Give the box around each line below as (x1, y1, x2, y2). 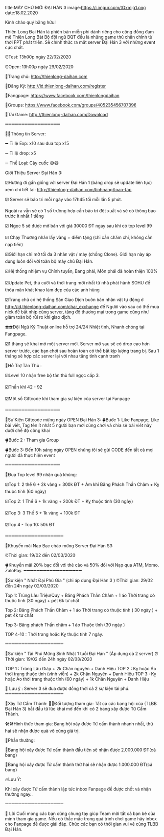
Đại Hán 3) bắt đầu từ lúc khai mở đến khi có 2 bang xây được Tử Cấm (5, 706, 147, 711)
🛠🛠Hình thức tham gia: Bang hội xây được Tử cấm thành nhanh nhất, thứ (5, 721, 153, 727)
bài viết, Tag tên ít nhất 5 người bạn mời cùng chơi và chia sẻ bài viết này (5, 422, 152, 428)
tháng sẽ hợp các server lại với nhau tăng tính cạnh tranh (5, 353, 120, 359)
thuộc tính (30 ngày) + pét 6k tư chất (5, 598, 80, 603)
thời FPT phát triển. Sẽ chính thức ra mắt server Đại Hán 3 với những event (5, 39, 156, 45)
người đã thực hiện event (5, 453, 55, 458)
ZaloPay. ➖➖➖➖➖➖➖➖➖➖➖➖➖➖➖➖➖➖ (5, 568, 82, 573)
